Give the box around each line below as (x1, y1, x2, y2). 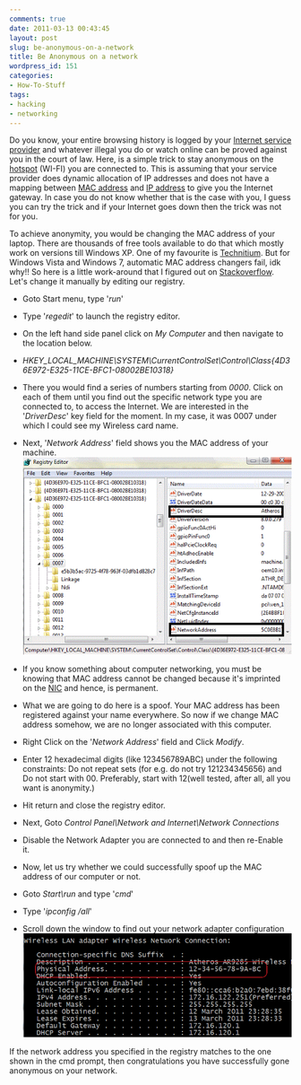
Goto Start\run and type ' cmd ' (21, 888, 134, 899)
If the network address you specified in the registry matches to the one (9, 1046, 271, 1056)
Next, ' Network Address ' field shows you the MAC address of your (21, 438, 269, 449)
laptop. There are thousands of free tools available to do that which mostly (9, 238, 284, 249)
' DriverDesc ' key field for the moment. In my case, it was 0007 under (21, 411, 278, 422)
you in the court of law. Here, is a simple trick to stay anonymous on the (9, 153, 274, 165)
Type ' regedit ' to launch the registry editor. (21, 311, 181, 322)
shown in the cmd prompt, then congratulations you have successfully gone (9, 1055, 289, 1066)
